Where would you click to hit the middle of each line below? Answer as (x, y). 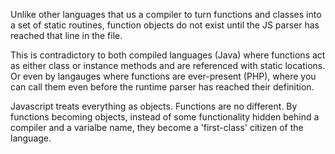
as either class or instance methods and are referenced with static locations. (168, 65)
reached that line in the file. (66, 35)
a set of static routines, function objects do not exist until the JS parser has (165, 25)
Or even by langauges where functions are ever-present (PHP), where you (163, 76)
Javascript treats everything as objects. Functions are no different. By (154, 106)
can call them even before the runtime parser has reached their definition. (162, 87)
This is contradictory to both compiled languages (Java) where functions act (168, 55)
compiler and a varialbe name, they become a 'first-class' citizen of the (157, 127)
